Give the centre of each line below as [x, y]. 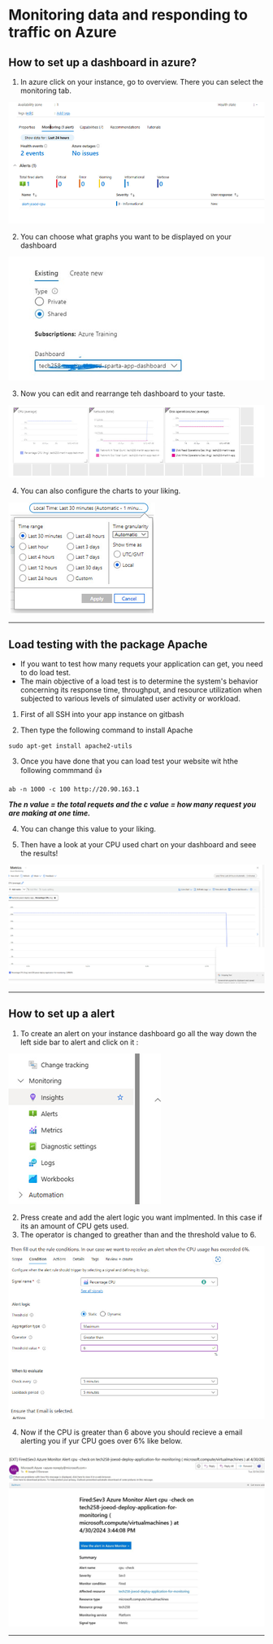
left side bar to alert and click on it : [79, 1042]
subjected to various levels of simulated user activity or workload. [130, 699]
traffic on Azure [63, 32]
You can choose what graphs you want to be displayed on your [126, 236]
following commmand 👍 [61, 771]
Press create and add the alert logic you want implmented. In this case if [141, 1217]
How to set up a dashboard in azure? [103, 62]
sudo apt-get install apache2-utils [70, 746]
